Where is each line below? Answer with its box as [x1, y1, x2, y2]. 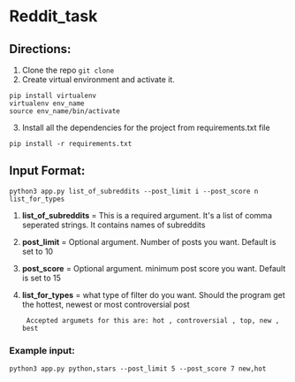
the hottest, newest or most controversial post [21, 299, 190, 309]
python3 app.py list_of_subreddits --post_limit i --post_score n [9, 187, 259, 195]
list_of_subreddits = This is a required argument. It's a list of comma [21, 210, 272, 220]
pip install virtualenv [9, 91, 97, 100]
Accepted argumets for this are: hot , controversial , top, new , [26, 316, 280, 325]
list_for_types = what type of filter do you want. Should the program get [21, 289, 285, 300]
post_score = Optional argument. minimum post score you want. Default [21, 263, 286, 273]
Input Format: [9, 164, 86, 179]
